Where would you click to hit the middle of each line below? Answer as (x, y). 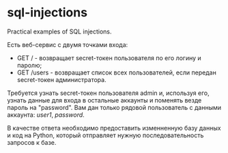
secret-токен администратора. (62, 79)
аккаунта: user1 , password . (46, 115)
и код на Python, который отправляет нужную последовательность (105, 135)
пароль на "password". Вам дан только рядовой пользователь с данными (114, 107)
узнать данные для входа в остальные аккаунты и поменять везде (104, 100)
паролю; (29, 65)
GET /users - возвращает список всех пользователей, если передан (116, 72)
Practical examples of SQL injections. (59, 31)
